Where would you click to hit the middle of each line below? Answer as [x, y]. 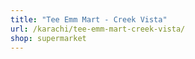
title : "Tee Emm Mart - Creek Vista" [89, 19]
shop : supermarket [48, 38]
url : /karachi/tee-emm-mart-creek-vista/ [98, 29]
